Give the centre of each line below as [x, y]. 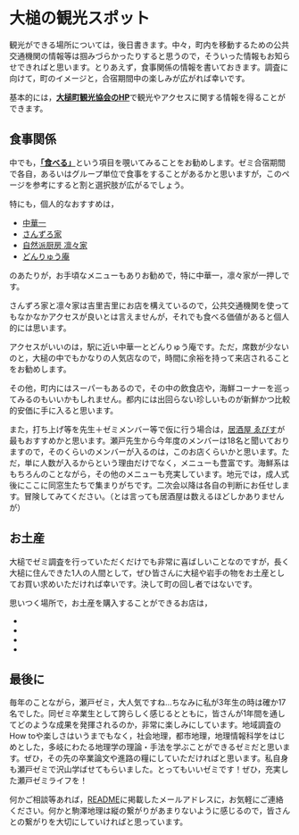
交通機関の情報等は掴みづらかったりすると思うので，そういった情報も [138, 55]
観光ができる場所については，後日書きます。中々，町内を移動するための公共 [149, 45]
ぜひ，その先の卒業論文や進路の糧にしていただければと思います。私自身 [156, 758]
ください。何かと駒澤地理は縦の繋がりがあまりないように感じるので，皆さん [150, 811]
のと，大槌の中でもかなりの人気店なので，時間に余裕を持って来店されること [149, 357]
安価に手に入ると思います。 [67, 410]
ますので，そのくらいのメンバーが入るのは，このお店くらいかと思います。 [146, 451]
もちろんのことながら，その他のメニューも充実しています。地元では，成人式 [149, 473]
